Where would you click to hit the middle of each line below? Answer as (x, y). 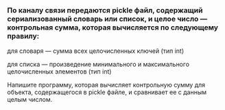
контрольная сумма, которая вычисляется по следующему (113, 27)
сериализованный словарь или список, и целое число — (107, 19)
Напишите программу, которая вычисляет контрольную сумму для (106, 85)
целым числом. (30, 100)
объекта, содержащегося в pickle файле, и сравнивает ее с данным (107, 92)
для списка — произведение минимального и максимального (98, 65)
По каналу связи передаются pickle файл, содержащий (105, 10)
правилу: (23, 36)
